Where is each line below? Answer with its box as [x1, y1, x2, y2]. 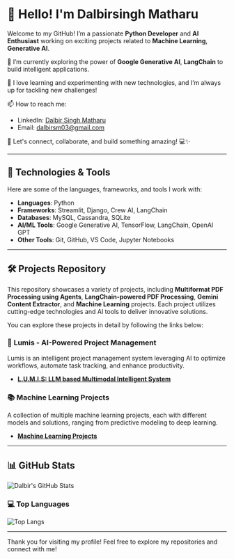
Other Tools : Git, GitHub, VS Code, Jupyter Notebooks [17, 235, 175, 244]
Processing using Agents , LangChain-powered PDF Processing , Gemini [7, 292, 219, 301]
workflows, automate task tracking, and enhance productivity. [7, 361, 185, 370]
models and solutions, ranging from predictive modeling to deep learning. [7, 418, 218, 427]
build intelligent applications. [7, 65, 89, 73]
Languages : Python [17, 198, 75, 207]
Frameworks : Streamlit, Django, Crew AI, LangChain [17, 205, 169, 214]
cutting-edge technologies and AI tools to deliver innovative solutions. [7, 307, 208, 315]
